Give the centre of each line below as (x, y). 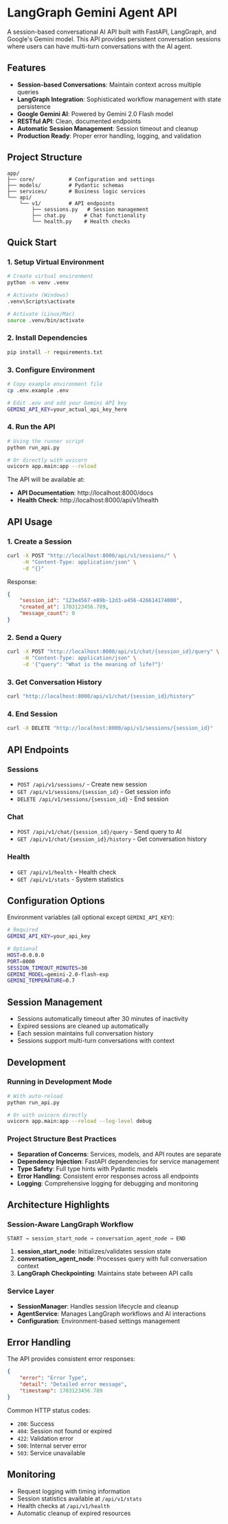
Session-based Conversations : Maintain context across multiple (109, 85)
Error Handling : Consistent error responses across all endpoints (108, 1176)
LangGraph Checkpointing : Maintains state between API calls (105, 1274)
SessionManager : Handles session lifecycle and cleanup (98, 1306)
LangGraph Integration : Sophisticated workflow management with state (119, 99)
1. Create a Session (39, 541)
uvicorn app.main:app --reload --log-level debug (80, 1121)
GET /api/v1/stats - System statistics (70, 879)
